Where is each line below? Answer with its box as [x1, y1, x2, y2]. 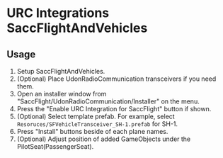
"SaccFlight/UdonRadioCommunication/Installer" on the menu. [16, 97, 200, 106]
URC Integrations [6, 5, 110, 21]
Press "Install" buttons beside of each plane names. [16, 128, 168, 135]
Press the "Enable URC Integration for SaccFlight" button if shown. [16, 105, 212, 113]
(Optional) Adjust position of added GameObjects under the [16, 135, 191, 143]
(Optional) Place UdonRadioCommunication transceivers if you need [16, 74, 217, 83]
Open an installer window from [16, 90, 107, 98]
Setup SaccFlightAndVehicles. [16, 67, 105, 75]
